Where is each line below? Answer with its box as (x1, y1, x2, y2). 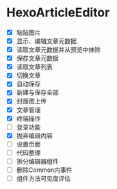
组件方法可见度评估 (16, 175, 71, 182)
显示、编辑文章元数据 (16, 37, 77, 45)
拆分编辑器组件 (16, 157, 59, 165)
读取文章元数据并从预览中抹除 (16, 46, 101, 54)
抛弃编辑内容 (16, 131, 53, 140)
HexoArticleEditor (6, 5, 110, 21)
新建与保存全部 (16, 88, 59, 97)
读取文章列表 (16, 63, 53, 71)
